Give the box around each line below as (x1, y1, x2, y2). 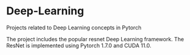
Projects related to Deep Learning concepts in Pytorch (6, 24, 142, 31)
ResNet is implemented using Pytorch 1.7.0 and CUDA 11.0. (6, 42, 152, 49)
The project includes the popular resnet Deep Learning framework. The (6, 35, 185, 42)
